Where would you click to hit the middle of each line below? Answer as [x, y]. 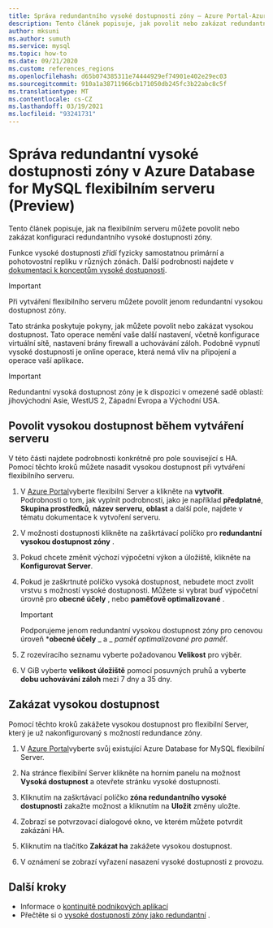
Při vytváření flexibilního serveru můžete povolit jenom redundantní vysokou [136, 301]
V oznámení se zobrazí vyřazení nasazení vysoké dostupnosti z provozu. [142, 861]
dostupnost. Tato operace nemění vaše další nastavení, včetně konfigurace [134, 335]
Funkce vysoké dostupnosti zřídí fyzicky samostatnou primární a [117, 253]
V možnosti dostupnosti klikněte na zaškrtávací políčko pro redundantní [141, 533]
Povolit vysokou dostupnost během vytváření [126, 426]
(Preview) [42, 206]
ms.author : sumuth [39, 39]
